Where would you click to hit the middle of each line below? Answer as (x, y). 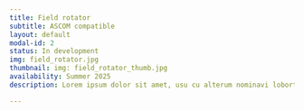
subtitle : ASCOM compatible (62, 26)
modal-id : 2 (32, 43)
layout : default (40, 34)
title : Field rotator (50, 18)
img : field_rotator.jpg (54, 60)
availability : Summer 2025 (60, 77)
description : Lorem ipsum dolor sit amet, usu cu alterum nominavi (139, 85)
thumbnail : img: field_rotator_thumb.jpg (89, 69)
